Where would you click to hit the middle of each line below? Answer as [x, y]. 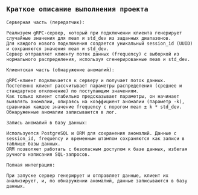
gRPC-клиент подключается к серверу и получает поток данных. [86, 80]
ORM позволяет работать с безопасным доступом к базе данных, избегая [97, 149]
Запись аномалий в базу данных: [47, 123]
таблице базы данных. [34, 144]
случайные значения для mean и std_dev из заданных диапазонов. [89, 38]
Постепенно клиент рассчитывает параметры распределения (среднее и [94, 86]
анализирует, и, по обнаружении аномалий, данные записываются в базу [97, 181]
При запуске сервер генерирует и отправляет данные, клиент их [88, 175]
